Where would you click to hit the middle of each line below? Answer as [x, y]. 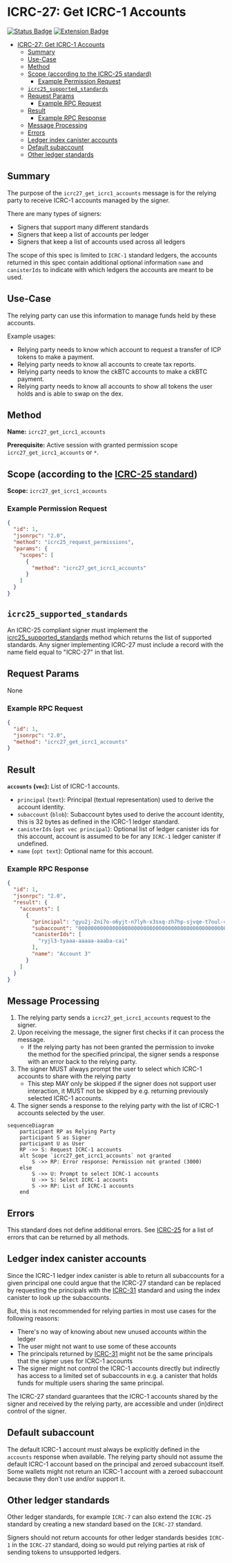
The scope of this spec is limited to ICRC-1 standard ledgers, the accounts [112, 255]
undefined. [32, 844]
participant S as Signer [55, 1138]
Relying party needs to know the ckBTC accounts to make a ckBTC [112, 371]
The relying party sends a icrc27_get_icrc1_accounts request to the [114, 1018]
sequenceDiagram [30, 1126]
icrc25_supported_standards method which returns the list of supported [109, 637]
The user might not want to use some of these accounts [97, 1346]
